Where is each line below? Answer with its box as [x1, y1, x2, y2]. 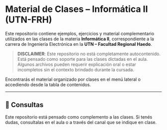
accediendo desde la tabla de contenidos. [5, 81, 91, 88]
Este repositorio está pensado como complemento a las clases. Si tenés [5, 114, 153, 120]
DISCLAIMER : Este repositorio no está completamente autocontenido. [17, 51, 161, 57]
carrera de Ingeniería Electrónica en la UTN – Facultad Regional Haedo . [5, 41, 153, 47]
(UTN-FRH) [5, 14, 52, 25]
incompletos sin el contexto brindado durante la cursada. [17, 66, 134, 73]
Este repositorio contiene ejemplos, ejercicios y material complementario [5, 30, 155, 36]
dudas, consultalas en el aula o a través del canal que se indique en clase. [5, 119, 157, 125]
